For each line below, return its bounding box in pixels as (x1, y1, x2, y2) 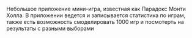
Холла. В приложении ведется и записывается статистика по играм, (6, 12, 186, 19)
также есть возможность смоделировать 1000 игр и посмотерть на (6, 18, 185, 25)
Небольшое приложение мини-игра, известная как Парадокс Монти (6, 6, 186, 12)
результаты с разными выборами (6, 25, 95, 32)
